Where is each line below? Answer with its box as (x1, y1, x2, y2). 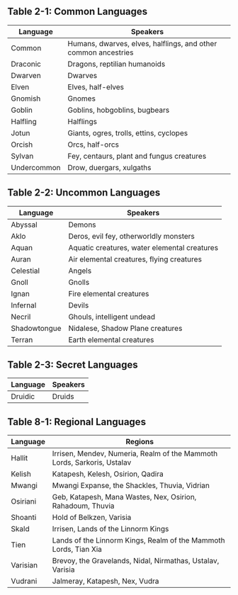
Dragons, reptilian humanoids (67, 59, 166, 69)
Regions (125, 437, 154, 447)
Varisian (11, 560, 38, 570)
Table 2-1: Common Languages (7, 6, 148, 18)
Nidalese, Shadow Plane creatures (68, 323, 183, 333)
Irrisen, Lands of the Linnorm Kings (52, 524, 169, 534)
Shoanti (11, 513, 37, 523)
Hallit (11, 453, 28, 463)
